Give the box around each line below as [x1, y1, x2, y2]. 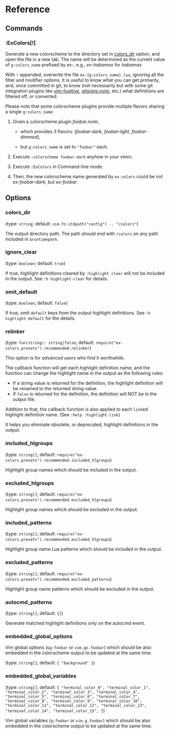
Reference [5, 4, 50, 15]
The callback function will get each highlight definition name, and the [5, 365, 150, 371]
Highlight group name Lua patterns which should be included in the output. [5, 546, 163, 552]
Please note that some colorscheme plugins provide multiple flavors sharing [5, 103, 164, 109]
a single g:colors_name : [5, 108, 54, 114]
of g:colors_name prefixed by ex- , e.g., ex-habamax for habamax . [5, 61, 144, 67]
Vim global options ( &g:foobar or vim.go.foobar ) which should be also [5, 645, 152, 651]
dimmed [20, 134, 38, 140]
